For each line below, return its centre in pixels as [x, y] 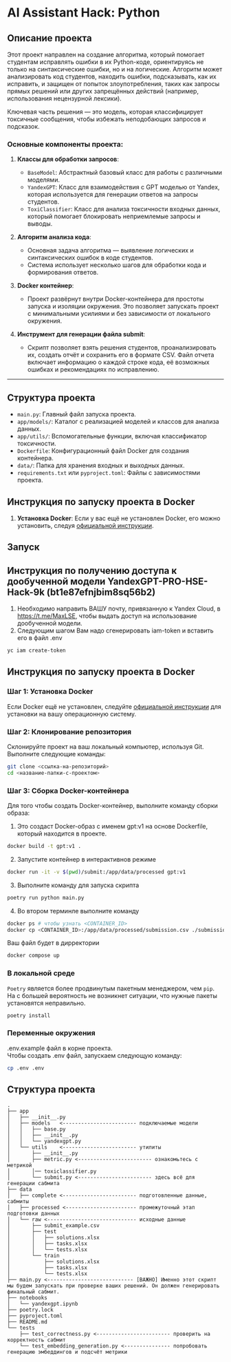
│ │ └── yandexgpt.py [44, 1141]
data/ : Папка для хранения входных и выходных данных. [101, 465]
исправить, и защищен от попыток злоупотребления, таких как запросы [113, 84]
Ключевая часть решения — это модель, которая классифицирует [105, 112]
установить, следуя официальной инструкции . [85, 525]
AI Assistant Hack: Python [84, 13]
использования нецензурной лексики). [64, 98]
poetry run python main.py [46, 897]
